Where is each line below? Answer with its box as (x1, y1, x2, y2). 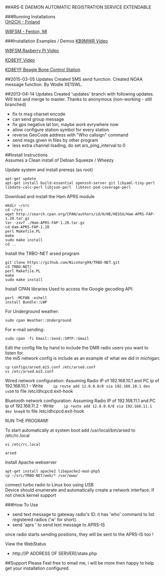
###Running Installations (5, 14, 56, 19)
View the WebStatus (5, 541, 46, 546)
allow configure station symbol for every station (12, 127, 109, 133)
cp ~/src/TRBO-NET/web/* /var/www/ (5, 473, 78, 478)
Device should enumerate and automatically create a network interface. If (5, 487, 154, 493)
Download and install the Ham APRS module (5, 194, 95, 199)
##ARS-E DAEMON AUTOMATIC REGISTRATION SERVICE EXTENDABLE (5, 4, 152, 10)
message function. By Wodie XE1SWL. (5, 81, 83, 87)
